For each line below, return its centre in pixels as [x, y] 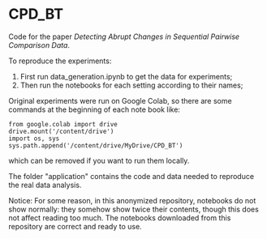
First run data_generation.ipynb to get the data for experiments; [126, 76]
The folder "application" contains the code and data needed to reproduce [131, 176]
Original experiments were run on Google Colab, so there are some [121, 100]
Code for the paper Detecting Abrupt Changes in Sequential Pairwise [124, 36]
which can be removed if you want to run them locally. [99, 160]
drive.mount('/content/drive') [61, 131]
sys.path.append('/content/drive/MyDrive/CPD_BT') [96, 145]
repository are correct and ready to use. [75, 226]
